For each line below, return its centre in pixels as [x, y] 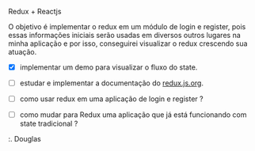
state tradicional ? [49, 124]
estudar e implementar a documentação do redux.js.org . [112, 83]
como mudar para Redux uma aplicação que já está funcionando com [133, 115]
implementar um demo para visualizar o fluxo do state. [108, 67]
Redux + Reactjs [35, 11]
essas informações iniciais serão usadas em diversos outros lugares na [125, 35]
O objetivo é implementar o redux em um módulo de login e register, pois [127, 26]
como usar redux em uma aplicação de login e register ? [111, 99]
